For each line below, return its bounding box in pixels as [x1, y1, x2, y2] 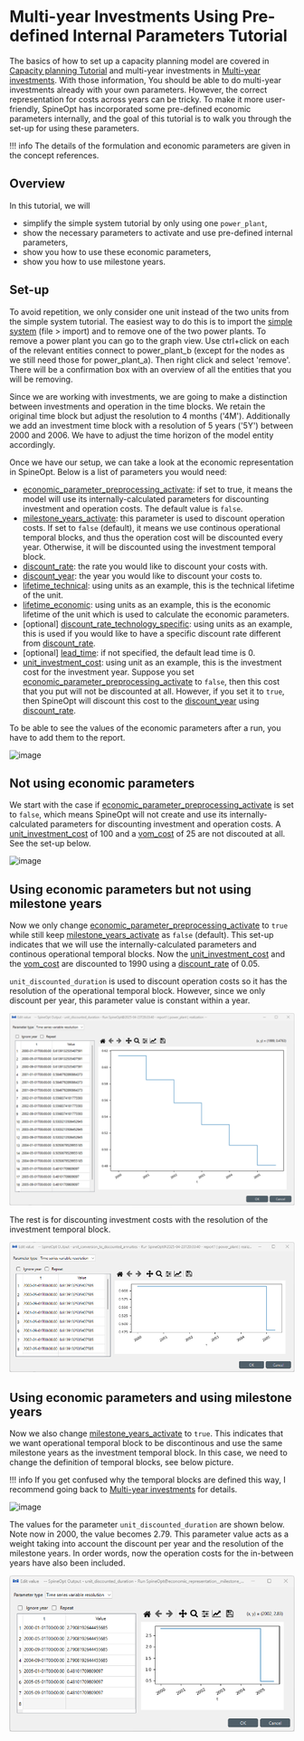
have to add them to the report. [9, 732, 126, 743]
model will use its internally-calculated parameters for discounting [22, 493, 270, 504]
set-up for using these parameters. [9, 122, 140, 133]
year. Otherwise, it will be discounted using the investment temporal [22, 541, 276, 553]
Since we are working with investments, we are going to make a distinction [9, 391, 288, 402]
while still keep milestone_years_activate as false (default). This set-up [9, 930, 274, 941]
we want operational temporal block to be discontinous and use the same [9, 1438, 283, 1448]
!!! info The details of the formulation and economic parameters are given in [9, 140, 291, 151]
